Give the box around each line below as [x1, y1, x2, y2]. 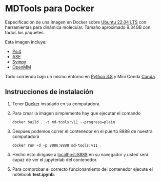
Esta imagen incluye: [5, 39, 47, 45]
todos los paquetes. [5, 29, 45, 35]
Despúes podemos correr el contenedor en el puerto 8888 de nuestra [12, 128, 153, 134]
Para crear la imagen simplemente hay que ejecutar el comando [12, 110, 141, 116]
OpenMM [12, 64, 31, 70]
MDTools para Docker [5, 3, 94, 14]
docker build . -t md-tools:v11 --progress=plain [12, 119, 116, 125]
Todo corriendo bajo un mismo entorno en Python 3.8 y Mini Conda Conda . [5, 73, 156, 79]
